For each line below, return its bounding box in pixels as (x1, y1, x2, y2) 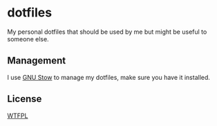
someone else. (7, 34, 50, 43)
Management (7, 55, 66, 67)
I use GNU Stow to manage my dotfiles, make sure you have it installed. (7, 73, 211, 81)
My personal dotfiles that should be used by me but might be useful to (7, 28, 207, 36)
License (7, 93, 42, 105)
